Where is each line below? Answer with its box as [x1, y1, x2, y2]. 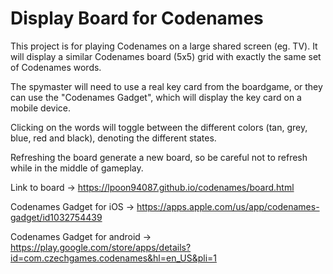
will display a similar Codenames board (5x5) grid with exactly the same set [10, 50, 322, 62]
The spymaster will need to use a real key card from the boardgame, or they [10, 80, 323, 92]
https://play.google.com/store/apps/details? [10, 241, 192, 253]
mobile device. [10, 102, 72, 114]
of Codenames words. [10, 61, 102, 73]
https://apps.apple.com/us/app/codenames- [136, 200, 320, 212]
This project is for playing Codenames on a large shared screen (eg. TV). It [10, 40, 318, 52]
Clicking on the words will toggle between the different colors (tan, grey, [10, 121, 308, 133]
